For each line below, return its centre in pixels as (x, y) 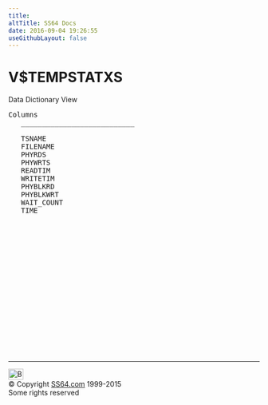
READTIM (36, 171)
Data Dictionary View (43, 100)
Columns (23, 115)
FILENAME (38, 147)
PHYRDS (33, 155)
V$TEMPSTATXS (66, 77)
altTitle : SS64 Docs (43, 23)
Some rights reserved (44, 393)
